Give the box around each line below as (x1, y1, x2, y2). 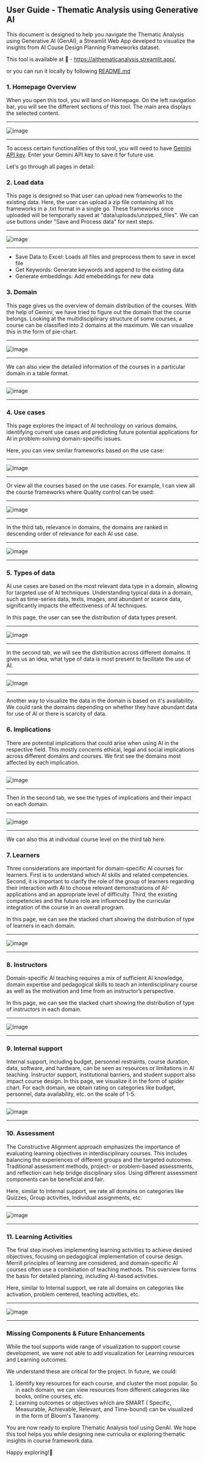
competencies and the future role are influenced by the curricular (6, 897, 171, 904)
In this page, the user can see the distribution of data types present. (6, 614, 178, 621)
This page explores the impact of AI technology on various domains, (6, 422, 178, 429)
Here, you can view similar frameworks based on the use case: (6, 447, 165, 454)
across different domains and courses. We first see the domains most (6, 752, 181, 760)
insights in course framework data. (6, 1437, 94, 1444)
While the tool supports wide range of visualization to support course (6, 1343, 181, 1350)
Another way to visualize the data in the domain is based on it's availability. (6, 697, 195, 705)
